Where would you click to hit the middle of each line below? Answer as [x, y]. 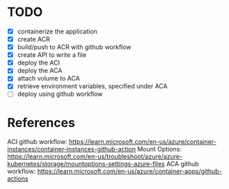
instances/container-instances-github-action [72, 149]
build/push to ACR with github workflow [74, 47]
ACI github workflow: [37, 142]
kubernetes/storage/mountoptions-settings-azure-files [86, 164]
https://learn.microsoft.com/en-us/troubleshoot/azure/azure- [95, 156]
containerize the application [57, 31]
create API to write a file [52, 55]
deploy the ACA [40, 71]
